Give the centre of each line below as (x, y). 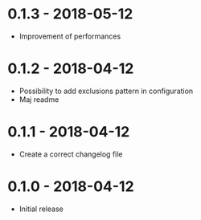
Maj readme (39, 99)
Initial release (41, 209)
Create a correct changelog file (71, 154)
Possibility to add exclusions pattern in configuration (106, 91)
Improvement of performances (70, 36)
